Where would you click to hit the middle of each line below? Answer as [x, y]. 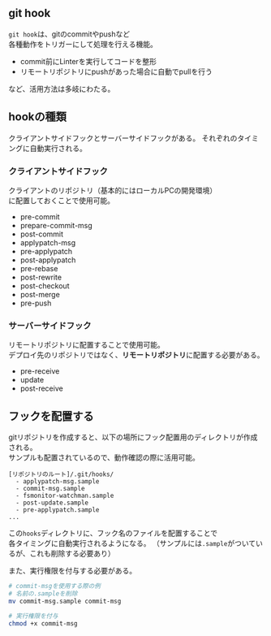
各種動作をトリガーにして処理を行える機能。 [83, 44]
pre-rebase [39, 268]
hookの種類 [38, 117]
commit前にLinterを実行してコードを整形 [88, 61]
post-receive [41, 388]
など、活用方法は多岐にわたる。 [62, 89]
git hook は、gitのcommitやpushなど [69, 34]
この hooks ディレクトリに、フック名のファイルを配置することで [113, 533]
